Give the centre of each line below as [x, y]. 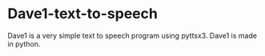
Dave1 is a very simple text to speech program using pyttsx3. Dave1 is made [132, 35]
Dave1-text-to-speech [82, 14]
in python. [24, 43]
